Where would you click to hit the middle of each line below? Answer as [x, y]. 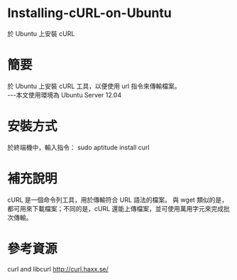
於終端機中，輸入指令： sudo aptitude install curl [78, 147]
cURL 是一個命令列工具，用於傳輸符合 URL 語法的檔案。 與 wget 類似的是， [118, 200]
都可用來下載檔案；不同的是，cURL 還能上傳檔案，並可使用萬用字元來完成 [116, 208]
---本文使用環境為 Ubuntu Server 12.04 [65, 95]
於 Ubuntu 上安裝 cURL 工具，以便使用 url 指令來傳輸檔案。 [94, 86]
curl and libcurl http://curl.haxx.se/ [58, 269]
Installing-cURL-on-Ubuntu [89, 13]
